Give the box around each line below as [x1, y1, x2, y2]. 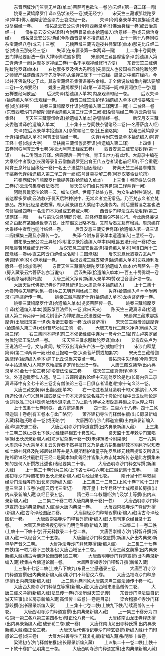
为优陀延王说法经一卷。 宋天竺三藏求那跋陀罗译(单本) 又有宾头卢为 [5, 337, 157, 343]
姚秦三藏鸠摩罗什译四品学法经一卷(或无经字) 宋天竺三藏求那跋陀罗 [13, 10, 156, 16]
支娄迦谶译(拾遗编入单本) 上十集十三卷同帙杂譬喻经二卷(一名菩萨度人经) [5, 121, 159, 127]
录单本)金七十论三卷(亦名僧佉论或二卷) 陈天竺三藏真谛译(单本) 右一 [5, 368, 158, 374]
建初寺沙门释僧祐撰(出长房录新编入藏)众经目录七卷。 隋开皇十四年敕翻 [5, 473, 156, 478]
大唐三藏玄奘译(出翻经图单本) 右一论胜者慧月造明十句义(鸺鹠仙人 [13, 387, 153, 392]
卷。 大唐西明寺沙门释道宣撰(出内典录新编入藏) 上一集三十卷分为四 [5, 609, 157, 614]
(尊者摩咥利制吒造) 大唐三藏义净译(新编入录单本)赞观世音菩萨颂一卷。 [5, 276, 155, 281]
